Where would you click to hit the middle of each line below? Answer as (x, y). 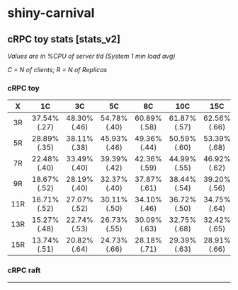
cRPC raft (24, 270)
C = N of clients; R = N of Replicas (57, 70)
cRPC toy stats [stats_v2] (64, 39)
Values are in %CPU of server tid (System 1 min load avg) (91, 56)
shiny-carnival (51, 13)
